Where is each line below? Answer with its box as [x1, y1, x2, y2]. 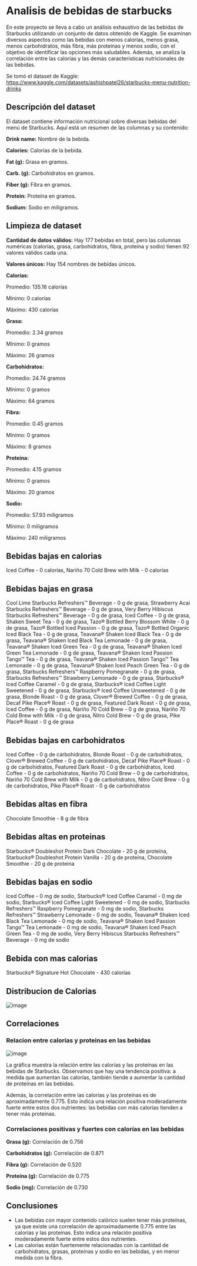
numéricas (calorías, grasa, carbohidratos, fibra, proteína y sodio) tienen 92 [6, 242, 189, 250]
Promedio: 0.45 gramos [6, 420, 64, 427]
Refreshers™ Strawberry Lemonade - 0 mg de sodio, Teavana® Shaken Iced [6, 911, 190, 919]
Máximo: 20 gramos [6, 489, 55, 496]
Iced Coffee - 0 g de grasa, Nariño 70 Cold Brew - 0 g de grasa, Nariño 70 [6, 706, 186, 713]
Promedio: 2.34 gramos [6, 328, 64, 336]
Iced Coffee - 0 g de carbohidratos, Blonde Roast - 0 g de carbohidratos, [6, 751, 183, 757]
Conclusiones [6, 1201, 58, 1211]
